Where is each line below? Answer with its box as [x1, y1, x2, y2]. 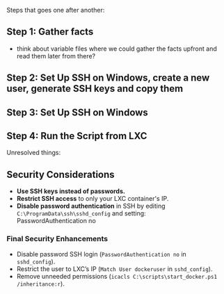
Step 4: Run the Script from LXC [6, 130, 147, 142]
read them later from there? [16, 51, 95, 60]
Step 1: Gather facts [6, 26, 94, 38]
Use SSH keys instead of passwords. [16, 187, 126, 195]
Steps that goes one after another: [6, 6, 105, 14]
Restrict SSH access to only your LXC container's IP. [16, 195, 169, 203]
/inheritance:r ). [16, 279, 65, 288]
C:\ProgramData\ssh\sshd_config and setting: [16, 209, 147, 218]
